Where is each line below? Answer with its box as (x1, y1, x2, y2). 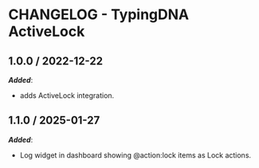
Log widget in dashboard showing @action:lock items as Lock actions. (19, 150, 252, 160)
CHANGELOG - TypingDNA (8, 6, 190, 24)
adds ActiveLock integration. (19, 91, 115, 100)
